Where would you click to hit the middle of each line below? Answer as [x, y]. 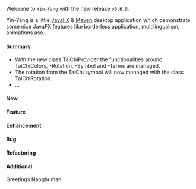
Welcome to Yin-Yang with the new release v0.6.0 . [68, 9]
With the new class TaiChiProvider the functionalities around [88, 59]
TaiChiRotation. [33, 78]
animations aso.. [26, 33]
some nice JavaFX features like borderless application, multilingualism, [93, 26]
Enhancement [24, 125]
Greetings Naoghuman [34, 179]
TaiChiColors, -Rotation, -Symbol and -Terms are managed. [87, 66]
